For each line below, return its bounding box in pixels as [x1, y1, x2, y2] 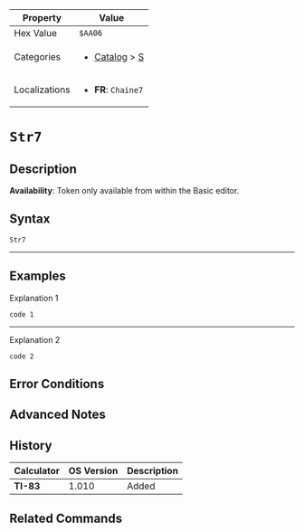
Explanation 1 [9, 292, 59, 303]
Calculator [14, 465, 61, 478]
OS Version [68, 465, 119, 478]
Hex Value [14, 27, 57, 39]
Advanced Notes [9, 407, 107, 423]
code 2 [9, 352, 34, 361]
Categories [14, 51, 62, 62]
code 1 [9, 309, 34, 319]
